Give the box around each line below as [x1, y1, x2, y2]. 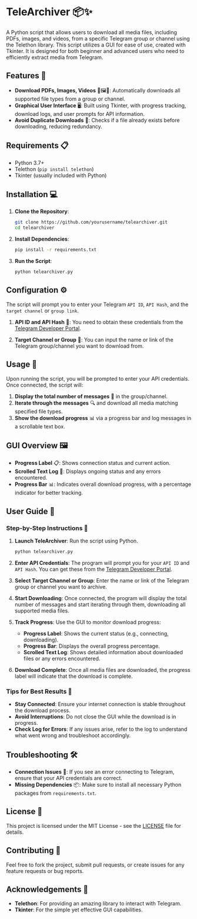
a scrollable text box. [14, 422, 66, 430]
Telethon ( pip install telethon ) [14, 165, 94, 172]
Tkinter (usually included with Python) [14, 172, 107, 179]
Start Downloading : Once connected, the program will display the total [14, 594, 187, 601]
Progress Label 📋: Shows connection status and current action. [14, 459, 171, 467]
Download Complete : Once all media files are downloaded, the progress [14, 666, 191, 673]
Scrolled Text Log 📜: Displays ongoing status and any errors [14, 468, 161, 475]
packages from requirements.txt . [14, 790, 97, 797]
